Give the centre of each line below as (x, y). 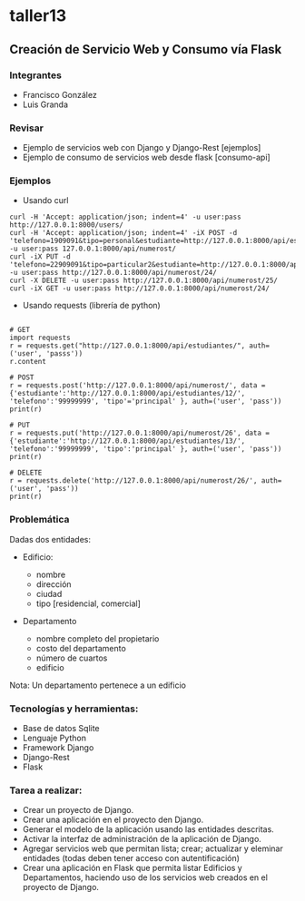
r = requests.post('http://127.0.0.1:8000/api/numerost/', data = (138, 386)
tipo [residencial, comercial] (88, 603)
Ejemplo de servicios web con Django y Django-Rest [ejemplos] (142, 148)
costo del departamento (81, 648)
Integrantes (35, 75)
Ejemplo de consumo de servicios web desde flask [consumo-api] (146, 157)
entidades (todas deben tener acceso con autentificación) (131, 858)
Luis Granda (45, 104)
